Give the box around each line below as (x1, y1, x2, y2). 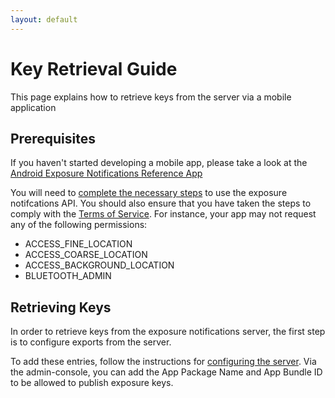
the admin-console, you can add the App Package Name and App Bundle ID (10, 366, 323, 378)
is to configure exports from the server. (10, 336, 172, 348)
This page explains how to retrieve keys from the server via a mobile (10, 91, 292, 103)
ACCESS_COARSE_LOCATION (24, 249, 148, 261)
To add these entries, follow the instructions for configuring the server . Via (10, 356, 317, 368)
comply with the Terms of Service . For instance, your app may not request (10, 208, 317, 220)
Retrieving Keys (10, 299, 112, 316)
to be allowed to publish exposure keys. (10, 377, 174, 389)
